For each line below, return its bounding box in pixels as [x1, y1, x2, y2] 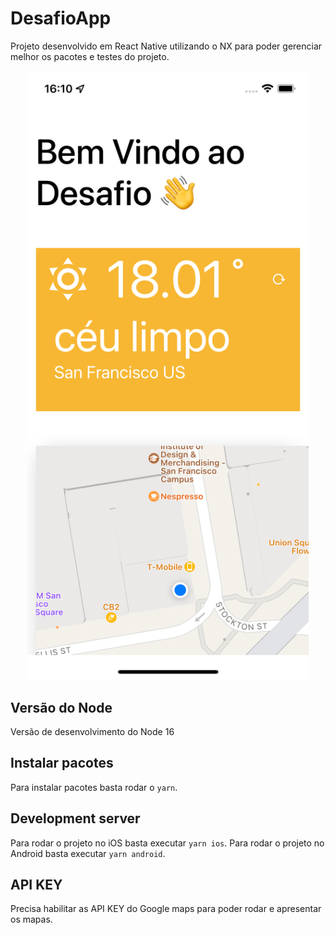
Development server [10, 810, 141, 827]
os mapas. [10, 913, 53, 926]
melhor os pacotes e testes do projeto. [10, 50, 170, 62]
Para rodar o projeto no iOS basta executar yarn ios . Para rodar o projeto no [10, 837, 325, 849]
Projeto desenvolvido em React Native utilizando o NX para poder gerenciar [10, 40, 323, 52]
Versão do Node [10, 699, 113, 716]
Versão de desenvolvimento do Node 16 [10, 725, 175, 737]
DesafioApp [10, 7, 112, 30]
